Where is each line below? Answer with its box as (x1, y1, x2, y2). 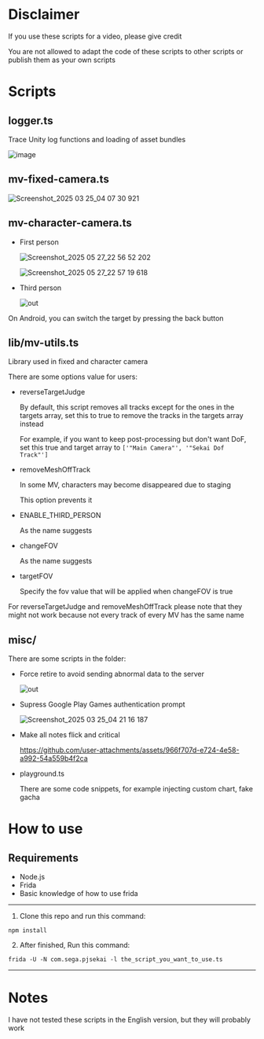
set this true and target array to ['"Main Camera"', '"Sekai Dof (19, 442, 225, 453)
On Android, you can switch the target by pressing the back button (8, 313, 224, 323)
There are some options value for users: (8, 372, 138, 382)
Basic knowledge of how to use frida (19, 889, 139, 898)
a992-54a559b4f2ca (19, 754, 88, 763)
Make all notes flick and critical (19, 730, 120, 740)
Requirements (8, 851, 79, 865)
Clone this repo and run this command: (19, 912, 146, 921)
